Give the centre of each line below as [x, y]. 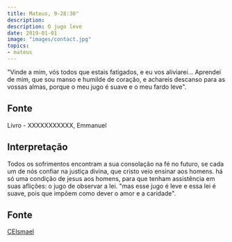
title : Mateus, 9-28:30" [43, 14]
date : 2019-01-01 [32, 33]
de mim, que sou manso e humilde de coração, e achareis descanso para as [116, 79]
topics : [18, 46]
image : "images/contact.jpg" [49, 40]
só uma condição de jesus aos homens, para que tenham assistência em [111, 178]
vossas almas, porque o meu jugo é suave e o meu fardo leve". [97, 87]
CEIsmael [21, 232]
